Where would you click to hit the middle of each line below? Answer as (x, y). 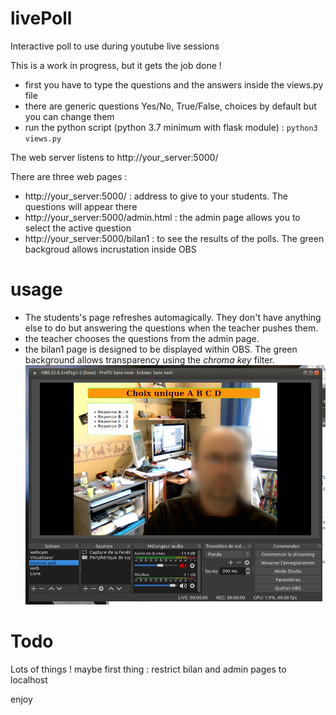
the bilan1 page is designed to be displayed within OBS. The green (161, 349)
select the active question (78, 228)
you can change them (69, 116)
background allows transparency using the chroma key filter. (149, 359)
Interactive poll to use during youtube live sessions (115, 46)
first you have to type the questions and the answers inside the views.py (174, 84)
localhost (29, 679)
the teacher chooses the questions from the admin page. (142, 338)
